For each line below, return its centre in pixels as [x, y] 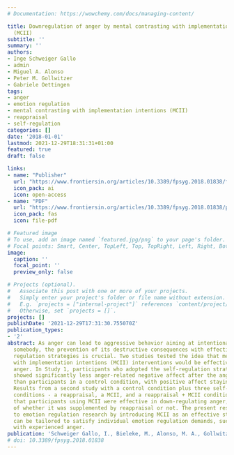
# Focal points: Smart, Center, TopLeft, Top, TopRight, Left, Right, [112, 246]
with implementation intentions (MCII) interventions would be [107, 363]
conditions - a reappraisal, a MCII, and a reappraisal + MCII [107, 395]
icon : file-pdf [36, 221]
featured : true [29, 150]
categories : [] [29, 130]
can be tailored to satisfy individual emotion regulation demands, [115, 421]
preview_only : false [43, 272]
